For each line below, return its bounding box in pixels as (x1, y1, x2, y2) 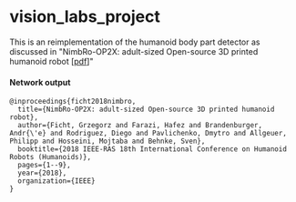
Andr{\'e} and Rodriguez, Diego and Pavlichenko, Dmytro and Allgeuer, (9, 129, 287, 138)
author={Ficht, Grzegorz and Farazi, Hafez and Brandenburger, (17, 121, 262, 130)
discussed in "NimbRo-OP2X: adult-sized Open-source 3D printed (9, 45, 259, 56)
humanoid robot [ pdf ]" (9, 56, 94, 66)
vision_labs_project (9, 6, 161, 27)
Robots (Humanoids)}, (9, 153, 92, 162)
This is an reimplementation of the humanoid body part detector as (9, 36, 260, 47)
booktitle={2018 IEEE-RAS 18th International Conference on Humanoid (17, 145, 287, 154)
